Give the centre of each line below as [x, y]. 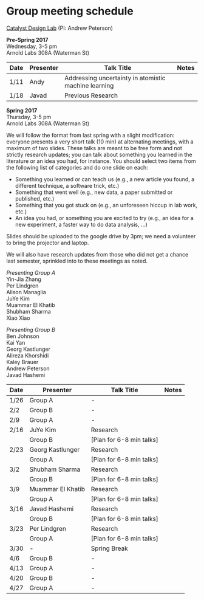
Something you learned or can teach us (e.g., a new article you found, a [105, 179]
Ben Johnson [23, 336]
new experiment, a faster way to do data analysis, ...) [81, 224]
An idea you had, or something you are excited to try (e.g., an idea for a [104, 218]
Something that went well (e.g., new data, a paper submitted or [94, 192]
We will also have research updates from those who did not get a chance [97, 254]
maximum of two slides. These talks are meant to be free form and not [94, 148]
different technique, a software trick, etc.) [67, 185]
